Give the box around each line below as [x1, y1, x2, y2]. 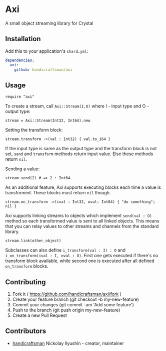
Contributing [5, 278, 46, 286]
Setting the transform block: [5, 127, 63, 133]
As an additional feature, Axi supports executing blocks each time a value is [5, 184, 161, 190]
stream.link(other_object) [5, 239, 61, 244]
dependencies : [5, 58, 35, 63]
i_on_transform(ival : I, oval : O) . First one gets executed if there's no [5, 253, 158, 259]
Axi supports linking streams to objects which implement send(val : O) [5, 212, 152, 219]
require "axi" [5, 94, 35, 99]
